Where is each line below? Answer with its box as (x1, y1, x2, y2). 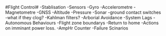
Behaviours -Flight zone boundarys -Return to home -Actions (32, 20, 159, 26)
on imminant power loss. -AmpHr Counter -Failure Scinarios (5, 25, 128, 31)
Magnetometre (5, 9, 36, 15)
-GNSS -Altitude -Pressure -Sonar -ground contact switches (36, 9, 161, 15)
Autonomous (5, 20, 31, 26)
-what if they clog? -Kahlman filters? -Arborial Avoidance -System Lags (5, 15, 152, 20)
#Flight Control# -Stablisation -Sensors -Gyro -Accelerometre (5, 4, 132, 10)
